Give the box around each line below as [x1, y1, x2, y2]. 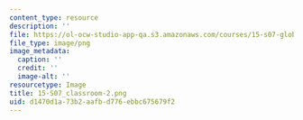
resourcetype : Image [9, 80, 87, 89]
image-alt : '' [17, 72, 70, 81]
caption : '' [17, 55, 63, 64]
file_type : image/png [9, 38, 91, 48]
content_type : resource [9, 13, 99, 23]
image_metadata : [9, 47, 70, 56]
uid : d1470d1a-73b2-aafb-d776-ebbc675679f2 [9, 97, 176, 106]
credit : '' [17, 64, 59, 73]
